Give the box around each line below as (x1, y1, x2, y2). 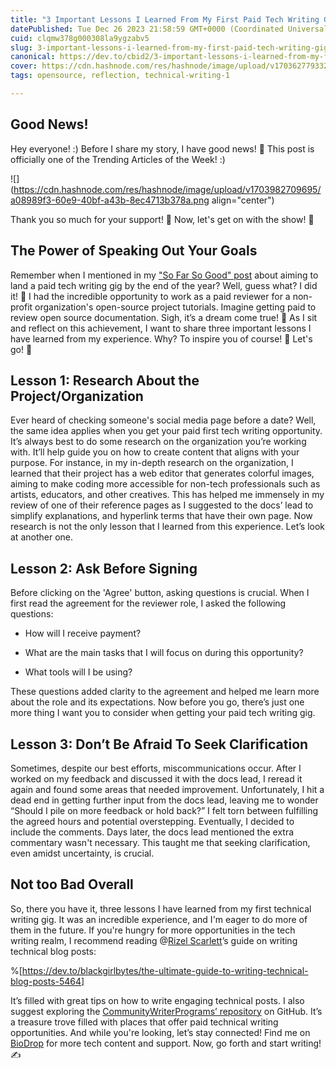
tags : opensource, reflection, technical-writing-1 (10, 71, 230, 81)
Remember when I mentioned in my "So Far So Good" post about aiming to (10, 269, 319, 281)
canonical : (10, 52, 56, 62)
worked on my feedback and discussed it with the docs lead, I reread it (10, 772, 303, 785)
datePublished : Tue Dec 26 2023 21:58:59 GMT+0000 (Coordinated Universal (10, 24, 329, 34)
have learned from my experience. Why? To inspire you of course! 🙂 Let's (10, 332, 313, 345)
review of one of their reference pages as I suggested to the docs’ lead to (10, 499, 314, 511)
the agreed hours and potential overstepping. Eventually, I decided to (10, 815, 295, 827)
